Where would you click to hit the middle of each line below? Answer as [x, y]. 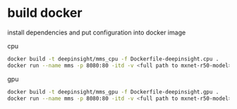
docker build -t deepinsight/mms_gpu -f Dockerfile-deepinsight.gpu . [113, 92]
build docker [45, 13]
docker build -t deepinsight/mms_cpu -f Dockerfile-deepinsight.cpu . [113, 59]
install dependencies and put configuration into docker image [97, 32]
